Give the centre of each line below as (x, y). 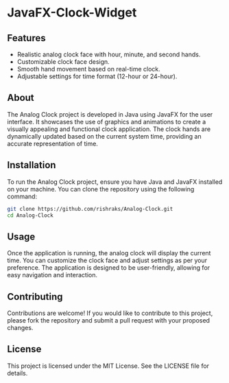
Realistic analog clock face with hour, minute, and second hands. (109, 54)
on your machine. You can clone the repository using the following (101, 189)
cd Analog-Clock (30, 215)
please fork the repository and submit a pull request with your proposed (109, 320)
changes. (20, 328)
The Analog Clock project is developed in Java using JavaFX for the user (110, 114)
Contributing (35, 297)
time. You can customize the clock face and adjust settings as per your (107, 260)
